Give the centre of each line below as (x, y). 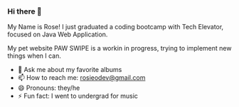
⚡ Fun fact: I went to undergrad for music (78, 96)
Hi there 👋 (25, 11)
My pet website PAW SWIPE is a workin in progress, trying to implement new (119, 49)
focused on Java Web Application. (58, 34)
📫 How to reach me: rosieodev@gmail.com (81, 78)
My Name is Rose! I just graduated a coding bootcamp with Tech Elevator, (116, 27)
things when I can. (34, 56)
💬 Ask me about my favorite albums (70, 70)
